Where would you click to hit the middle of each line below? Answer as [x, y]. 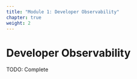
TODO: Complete [27, 69]
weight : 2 [19, 23]
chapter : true [24, 17]
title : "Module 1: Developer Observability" [63, 12]
